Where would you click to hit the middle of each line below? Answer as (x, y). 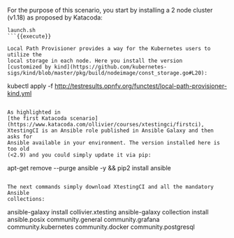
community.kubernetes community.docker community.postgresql (101, 227)
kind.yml (20, 93)
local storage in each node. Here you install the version (95, 61)
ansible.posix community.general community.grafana (83, 220)
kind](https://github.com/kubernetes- (111, 67)
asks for (20, 137)
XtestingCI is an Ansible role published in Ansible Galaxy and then (111, 131)
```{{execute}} (29, 36)
